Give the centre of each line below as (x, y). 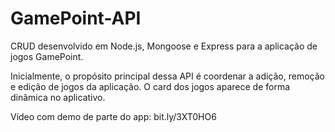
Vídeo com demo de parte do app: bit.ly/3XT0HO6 (113, 116)
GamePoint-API (76, 18)
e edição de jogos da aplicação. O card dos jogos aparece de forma (150, 86)
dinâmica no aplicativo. (58, 97)
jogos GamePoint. (47, 56)
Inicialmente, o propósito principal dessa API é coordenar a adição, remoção (167, 76)
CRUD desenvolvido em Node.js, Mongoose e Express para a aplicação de (164, 46)
